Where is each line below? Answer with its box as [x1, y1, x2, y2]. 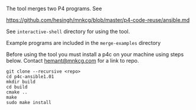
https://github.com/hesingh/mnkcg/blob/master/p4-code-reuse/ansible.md [6, 17, 190, 23]
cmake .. [6, 89, 28, 95]
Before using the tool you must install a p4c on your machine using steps [6, 51, 184, 58]
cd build [6, 84, 28, 90]
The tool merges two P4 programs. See [6, 5, 102, 12]
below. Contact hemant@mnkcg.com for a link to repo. [6, 57, 139, 64]
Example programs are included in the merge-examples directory [6, 40, 161, 46]
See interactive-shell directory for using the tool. [6, 28, 130, 35]
